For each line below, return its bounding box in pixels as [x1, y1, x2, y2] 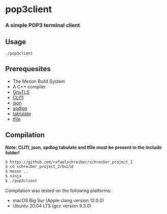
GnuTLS [12, 89, 30, 95]
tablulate [12, 110, 31, 116]
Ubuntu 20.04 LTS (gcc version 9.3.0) [12, 202, 91, 209]
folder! [5, 149, 20, 156]
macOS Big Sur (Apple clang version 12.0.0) [12, 197, 104, 203]
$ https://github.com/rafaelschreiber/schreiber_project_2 [5, 159, 133, 165]
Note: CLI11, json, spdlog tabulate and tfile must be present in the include [5, 144, 162, 150]
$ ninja [5, 174, 22, 179]
